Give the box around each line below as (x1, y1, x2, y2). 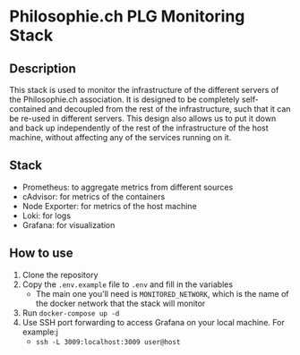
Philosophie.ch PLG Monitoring (9, 6, 245, 27)
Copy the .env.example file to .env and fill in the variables (21, 279, 234, 290)
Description (9, 61, 76, 76)
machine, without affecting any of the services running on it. (9, 132, 232, 142)
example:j (21, 326, 58, 337)
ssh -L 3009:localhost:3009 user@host (35, 337, 181, 346)
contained (9, 104, 47, 114)
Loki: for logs (21, 210, 72, 221)
